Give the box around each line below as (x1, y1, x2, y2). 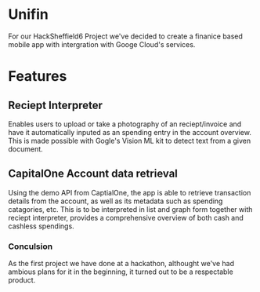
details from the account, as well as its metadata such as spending (8, 196, 223, 206)
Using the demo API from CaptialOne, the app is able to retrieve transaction (8, 188, 251, 197)
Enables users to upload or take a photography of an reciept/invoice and (8, 119, 242, 129)
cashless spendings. (8, 221, 74, 231)
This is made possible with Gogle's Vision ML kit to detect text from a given (8, 136, 251, 145)
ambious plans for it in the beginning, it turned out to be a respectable (8, 267, 233, 276)
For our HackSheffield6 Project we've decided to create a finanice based (8, 31, 243, 41)
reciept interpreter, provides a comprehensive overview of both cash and (8, 213, 244, 222)
